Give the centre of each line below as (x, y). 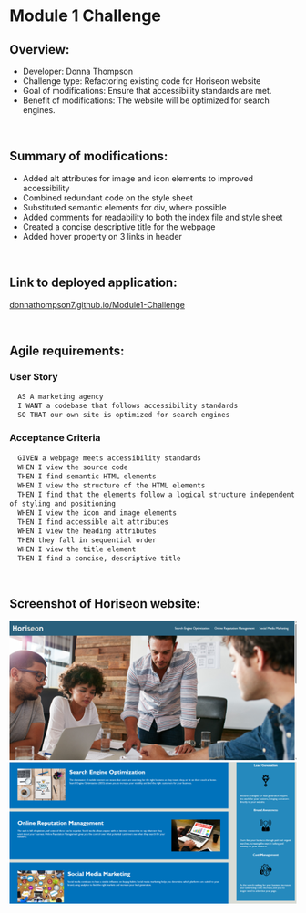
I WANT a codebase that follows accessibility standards (128, 406)
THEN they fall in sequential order (87, 540)
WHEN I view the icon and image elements (97, 513)
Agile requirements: (67, 351)
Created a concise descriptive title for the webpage (119, 226)
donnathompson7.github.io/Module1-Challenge (97, 304)
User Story (34, 376)
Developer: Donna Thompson (78, 71)
